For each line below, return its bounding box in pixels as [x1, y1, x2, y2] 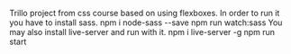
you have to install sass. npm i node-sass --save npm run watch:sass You [9, 17, 283, 28]
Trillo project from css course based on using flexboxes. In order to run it [9, 8, 280, 18]
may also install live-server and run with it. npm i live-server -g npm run [9, 27, 276, 37]
